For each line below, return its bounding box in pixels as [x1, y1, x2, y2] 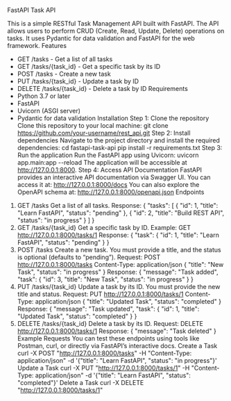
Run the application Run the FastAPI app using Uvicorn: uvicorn [17, 151, 199, 159]
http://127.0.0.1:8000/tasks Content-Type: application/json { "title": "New [17, 261, 224, 268]
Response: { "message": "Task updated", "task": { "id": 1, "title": [17, 305, 200, 313]
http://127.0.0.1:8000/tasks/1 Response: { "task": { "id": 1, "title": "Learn [17, 231, 220, 239]
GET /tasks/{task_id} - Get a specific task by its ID [17, 63, 161, 70]
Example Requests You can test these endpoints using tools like [17, 334, 200, 343]
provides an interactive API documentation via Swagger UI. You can [17, 173, 211, 181]
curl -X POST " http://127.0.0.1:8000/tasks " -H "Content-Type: [17, 349, 192, 357]
